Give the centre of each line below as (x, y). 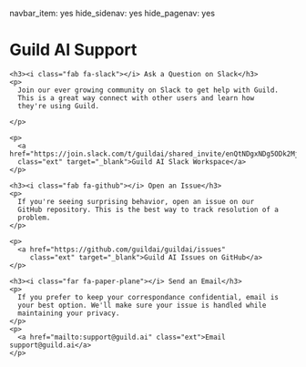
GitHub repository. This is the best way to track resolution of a (148, 209)
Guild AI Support (73, 50)
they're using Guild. (59, 106)
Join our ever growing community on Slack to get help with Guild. (148, 90)
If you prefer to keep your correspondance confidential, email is (148, 297)
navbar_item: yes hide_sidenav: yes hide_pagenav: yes (112, 13)
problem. (34, 218)
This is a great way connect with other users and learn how (136, 98)
